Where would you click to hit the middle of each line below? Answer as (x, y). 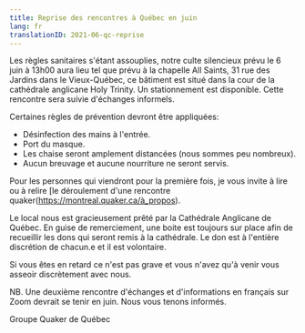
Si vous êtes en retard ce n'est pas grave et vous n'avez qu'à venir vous (144, 265)
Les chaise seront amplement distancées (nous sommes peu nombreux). (159, 154)
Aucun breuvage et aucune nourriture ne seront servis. (126, 164)
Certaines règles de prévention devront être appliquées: (114, 117)
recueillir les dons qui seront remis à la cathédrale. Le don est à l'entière (144, 237)
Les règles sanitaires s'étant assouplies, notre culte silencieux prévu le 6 (146, 61)
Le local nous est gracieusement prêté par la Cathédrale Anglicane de (140, 218)
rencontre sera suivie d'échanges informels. (92, 99)
